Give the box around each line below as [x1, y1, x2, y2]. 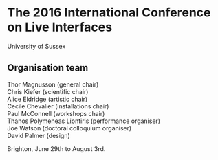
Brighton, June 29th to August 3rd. [7, 144, 106, 152]
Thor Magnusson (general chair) [7, 80, 99, 89]
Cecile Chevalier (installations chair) [7, 102, 109, 111]
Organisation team [7, 62, 89, 73]
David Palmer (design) [7, 131, 70, 139]
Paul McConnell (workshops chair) [7, 109, 105, 117]
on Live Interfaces [7, 19, 112, 35]
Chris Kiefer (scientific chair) [7, 87, 89, 95]
